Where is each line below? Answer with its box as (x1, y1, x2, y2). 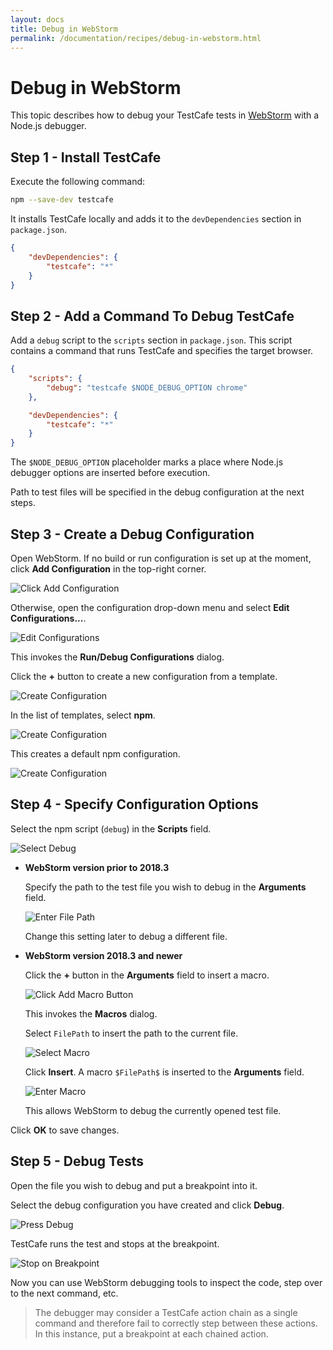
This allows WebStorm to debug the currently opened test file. (24, 1104, 282, 1116)
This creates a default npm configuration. (10, 748, 181, 760)
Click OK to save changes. (10, 1124, 120, 1136)
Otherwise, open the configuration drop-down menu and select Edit (10, 602, 290, 613)
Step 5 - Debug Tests (10, 1153, 144, 1170)
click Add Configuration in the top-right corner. (10, 563, 207, 575)
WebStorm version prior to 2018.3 (24, 861, 170, 873)
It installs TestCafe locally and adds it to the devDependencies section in (10, 213, 302, 225)
